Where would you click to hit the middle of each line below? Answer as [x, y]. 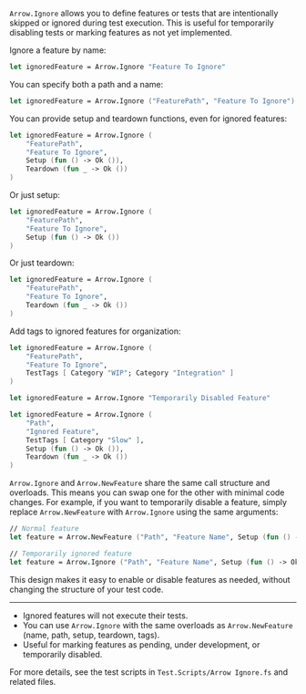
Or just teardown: [42, 263]
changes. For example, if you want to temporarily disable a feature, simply [148, 502]
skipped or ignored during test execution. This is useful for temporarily [142, 23]
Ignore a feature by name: [58, 50]
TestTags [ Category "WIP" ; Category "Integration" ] [130, 373]
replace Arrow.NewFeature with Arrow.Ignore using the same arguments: [144, 512]
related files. [33, 681]
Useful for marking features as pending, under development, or [141, 644]
